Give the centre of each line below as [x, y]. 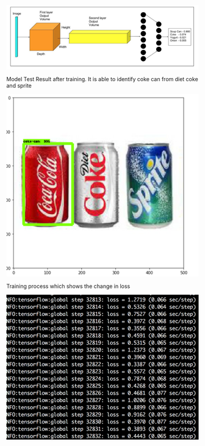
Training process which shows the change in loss [68, 286]
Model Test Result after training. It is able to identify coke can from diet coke [102, 79]
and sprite [19, 86]
